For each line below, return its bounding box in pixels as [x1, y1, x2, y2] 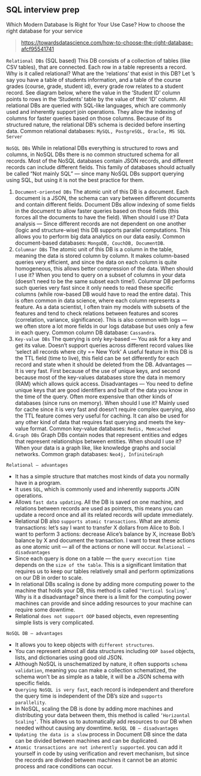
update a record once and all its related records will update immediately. [14, 511, 194, 518]
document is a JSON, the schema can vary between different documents [14, 194, 196, 201]
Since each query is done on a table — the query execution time [14, 554, 176, 562]
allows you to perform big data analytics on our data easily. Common [14, 233, 185, 240]
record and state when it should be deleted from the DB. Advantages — [14, 361, 192, 368]
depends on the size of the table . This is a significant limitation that [14, 561, 187, 568]
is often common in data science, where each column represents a [14, 296, 180, 304]
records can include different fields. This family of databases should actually [6, 163, 196, 171]
